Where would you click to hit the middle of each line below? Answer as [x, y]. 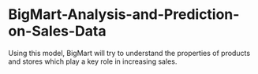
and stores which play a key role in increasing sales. [93, 61]
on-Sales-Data [57, 31]
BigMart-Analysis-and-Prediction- [124, 15]
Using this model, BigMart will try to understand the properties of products [129, 53]
